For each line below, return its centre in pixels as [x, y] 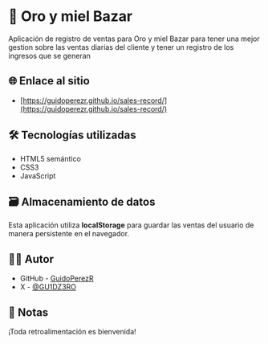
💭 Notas [28, 312]
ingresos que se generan [49, 55]
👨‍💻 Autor [31, 259]
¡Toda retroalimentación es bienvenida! [72, 332]
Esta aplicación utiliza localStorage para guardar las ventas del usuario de [131, 225]
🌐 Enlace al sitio [49, 81]
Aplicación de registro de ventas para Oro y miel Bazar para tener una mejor [134, 39]
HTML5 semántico [51, 158]
